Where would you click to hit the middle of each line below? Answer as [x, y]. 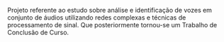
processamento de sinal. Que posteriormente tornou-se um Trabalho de [112, 25]
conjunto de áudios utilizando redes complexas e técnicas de [97, 17]
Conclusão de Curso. [38, 32]
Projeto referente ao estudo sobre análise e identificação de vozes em [110, 10]
